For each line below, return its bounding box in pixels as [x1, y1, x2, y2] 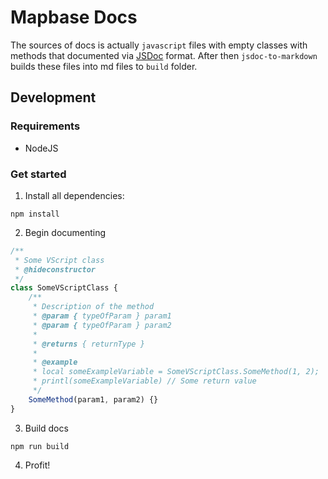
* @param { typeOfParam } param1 [32, 311, 172, 321]
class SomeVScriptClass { [10, 283, 118, 293]
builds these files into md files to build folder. [10, 60, 198, 72]
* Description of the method [32, 302, 155, 312]
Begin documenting [24, 226, 107, 238]
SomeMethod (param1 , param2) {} [28, 394, 159, 405]
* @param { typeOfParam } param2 [32, 320, 172, 330]
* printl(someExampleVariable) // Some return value [32, 376, 257, 386]
